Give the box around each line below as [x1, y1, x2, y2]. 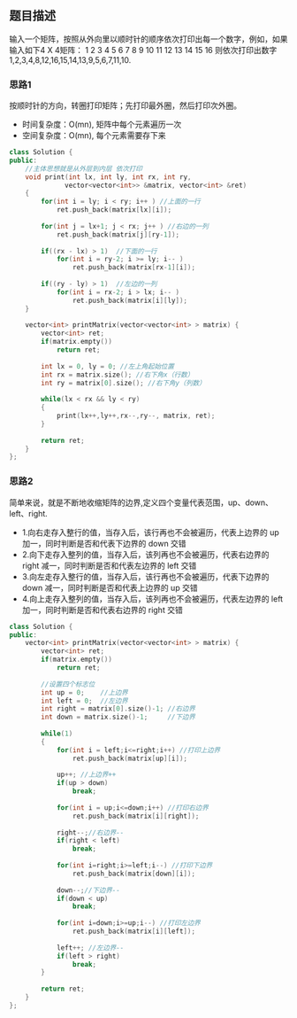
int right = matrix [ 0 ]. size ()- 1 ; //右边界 [41, 704, 196, 713]
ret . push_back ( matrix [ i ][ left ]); [72, 927, 196, 936]
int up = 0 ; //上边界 [41, 688, 128, 697]
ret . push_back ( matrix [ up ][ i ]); [72, 754, 188, 763]
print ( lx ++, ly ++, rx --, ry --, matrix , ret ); [56, 411, 216, 421]
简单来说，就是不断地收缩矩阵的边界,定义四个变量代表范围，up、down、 [9, 497, 274, 508]
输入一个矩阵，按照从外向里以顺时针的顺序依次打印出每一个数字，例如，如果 [9, 34, 288, 44]
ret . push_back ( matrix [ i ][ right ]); [72, 812, 200, 820]
